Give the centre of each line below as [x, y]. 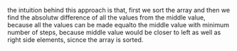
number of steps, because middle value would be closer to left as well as [114, 32]
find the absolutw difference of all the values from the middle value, [106, 17]
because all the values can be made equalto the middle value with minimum [118, 25]
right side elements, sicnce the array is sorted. [75, 40]
